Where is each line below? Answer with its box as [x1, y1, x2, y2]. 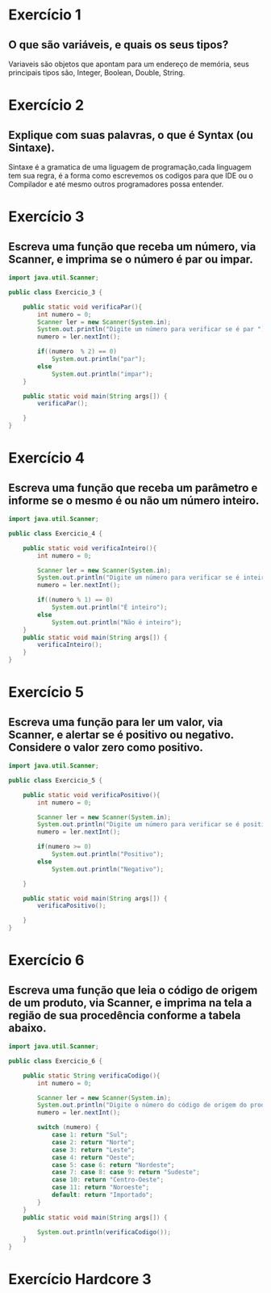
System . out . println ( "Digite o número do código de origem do [37, 1101, 248, 1110]
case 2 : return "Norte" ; [51, 1138, 135, 1146]
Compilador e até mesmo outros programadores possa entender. [8, 179, 224, 189]
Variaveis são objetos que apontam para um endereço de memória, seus [8, 59, 250, 69]
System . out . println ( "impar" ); [51, 370, 153, 378]
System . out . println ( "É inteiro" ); [51, 603, 168, 611]
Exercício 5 [8, 683, 85, 702]
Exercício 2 [8, 96, 85, 115]
